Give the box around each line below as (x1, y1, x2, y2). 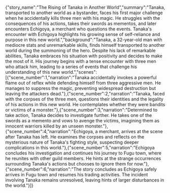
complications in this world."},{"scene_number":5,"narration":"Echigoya (5, 145, 155, 150)
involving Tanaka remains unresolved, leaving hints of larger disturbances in (5, 177, 164, 183)
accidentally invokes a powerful (90, 75, 157, 80)
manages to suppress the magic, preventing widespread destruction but (5, 85, 156, 91)
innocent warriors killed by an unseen (5, 123, 84, 129)
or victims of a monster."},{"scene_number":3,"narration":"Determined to (5, 107, 158, 113)
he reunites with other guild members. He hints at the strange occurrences (5, 155, 161, 162)
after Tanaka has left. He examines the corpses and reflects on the (5, 134, 145, 140)
